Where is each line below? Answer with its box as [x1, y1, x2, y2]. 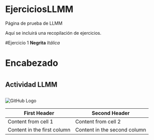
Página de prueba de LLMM [5, 20, 63, 26]
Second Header [91, 109, 130, 116]
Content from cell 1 [8, 118, 54, 125]
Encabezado [5, 57, 59, 69]
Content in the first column [8, 126, 71, 133]
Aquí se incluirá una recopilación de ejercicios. [5, 30, 102, 36]
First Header [24, 109, 54, 116]
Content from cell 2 [75, 118, 121, 125]
